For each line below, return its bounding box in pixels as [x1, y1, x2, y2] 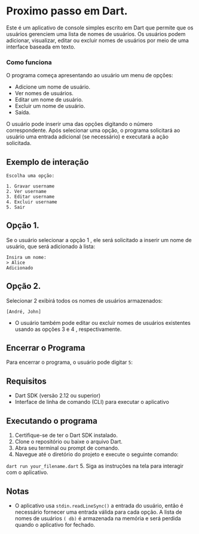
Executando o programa [6, 415, 97, 426]
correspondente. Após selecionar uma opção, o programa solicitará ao [6, 127, 180, 134]
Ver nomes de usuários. [14, 90, 74, 97]
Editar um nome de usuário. [14, 96, 84, 103]
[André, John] [6, 309, 42, 315]
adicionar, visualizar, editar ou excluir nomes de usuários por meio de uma [6, 37, 189, 44]
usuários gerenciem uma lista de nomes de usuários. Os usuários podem [6, 30, 186, 37]
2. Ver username [6, 189, 47, 195]
